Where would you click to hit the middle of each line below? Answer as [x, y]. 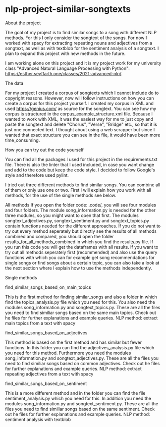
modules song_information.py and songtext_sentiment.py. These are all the [82, 403]
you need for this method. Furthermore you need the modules [68, 353]
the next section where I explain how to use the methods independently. [79, 268]
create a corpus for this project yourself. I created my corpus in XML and [79, 103]
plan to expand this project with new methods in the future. [65, 53]
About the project [23, 23]
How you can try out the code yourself [45, 150]
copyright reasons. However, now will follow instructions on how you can [80, 98]
